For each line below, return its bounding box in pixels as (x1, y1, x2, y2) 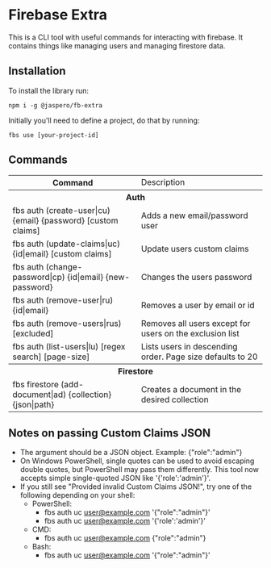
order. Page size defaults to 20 (140, 351, 258, 362)
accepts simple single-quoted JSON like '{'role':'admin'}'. (19, 474, 211, 483)
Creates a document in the (140, 383, 242, 395)
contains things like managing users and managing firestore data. (8, 40, 226, 50)
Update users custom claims (140, 243, 249, 254)
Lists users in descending (140, 340, 238, 352)
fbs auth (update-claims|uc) (12, 238, 121, 249)
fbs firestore (12, 378, 59, 390)
